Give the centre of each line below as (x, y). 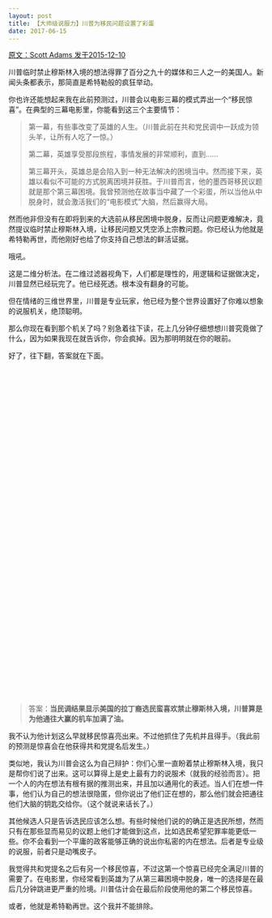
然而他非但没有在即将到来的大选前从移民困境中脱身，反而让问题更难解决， (132, 219)
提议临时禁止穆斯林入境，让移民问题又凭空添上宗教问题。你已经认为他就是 (139, 229)
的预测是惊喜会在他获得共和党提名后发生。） (81, 746)
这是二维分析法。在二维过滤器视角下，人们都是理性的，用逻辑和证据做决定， (136, 274)
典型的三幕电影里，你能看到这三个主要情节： (107, 109)
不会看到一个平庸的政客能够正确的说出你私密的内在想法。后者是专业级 (147, 841)
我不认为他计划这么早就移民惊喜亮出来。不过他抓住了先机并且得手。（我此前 (134, 736)
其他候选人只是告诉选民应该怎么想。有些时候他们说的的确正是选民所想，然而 (136, 821)
